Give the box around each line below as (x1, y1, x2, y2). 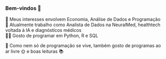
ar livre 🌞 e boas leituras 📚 (5, 48, 64, 54)
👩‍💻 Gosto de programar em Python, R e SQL (5, 33, 99, 39)
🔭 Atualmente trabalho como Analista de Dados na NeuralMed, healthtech (5, 22, 161, 28)
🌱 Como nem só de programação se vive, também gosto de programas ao (5, 43, 161, 49)
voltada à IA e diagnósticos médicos (5, 27, 82, 33)
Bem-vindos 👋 (5, 5, 41, 12)
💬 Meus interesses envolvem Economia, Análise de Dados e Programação (5, 16, 161, 23)
